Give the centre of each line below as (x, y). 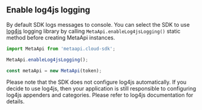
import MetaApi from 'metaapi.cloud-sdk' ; (61, 49)
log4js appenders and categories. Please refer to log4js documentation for (100, 95)
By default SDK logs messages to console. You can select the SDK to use (98, 24)
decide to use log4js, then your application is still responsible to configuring (101, 89)
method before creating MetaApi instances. (61, 37)
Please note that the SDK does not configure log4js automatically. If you (96, 82)
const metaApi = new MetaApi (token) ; (54, 70)
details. (16, 101)
